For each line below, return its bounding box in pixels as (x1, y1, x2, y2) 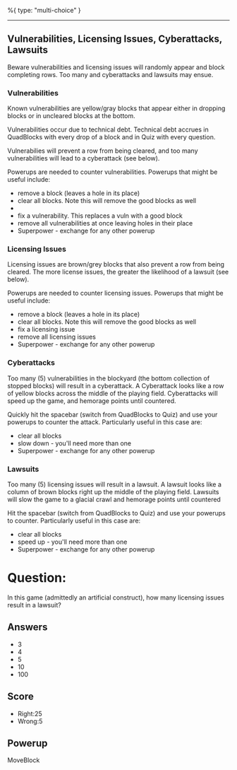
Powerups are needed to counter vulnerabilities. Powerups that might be (7, 168, 218, 176)
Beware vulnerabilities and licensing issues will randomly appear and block (7, 63, 225, 71)
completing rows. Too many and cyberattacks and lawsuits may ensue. (7, 70, 214, 78)
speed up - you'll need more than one (17, 537, 128, 546)
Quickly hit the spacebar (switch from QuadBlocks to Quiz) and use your (7, 410, 218, 419)
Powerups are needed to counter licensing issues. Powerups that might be (7, 289, 224, 298)
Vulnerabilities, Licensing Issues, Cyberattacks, (7, 33, 222, 45)
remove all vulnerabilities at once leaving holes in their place (17, 219, 193, 228)
